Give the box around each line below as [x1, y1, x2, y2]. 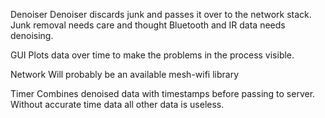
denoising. [10, 30, 54, 41]
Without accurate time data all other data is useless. [10, 99, 225, 110]
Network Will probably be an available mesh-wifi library [10, 69, 240, 80]
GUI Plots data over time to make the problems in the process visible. [10, 49, 295, 61]
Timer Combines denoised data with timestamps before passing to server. [10, 88, 316, 99]
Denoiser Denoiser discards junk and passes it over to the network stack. [10, 9, 312, 20]
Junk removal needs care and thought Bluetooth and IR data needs [10, 19, 286, 31]
